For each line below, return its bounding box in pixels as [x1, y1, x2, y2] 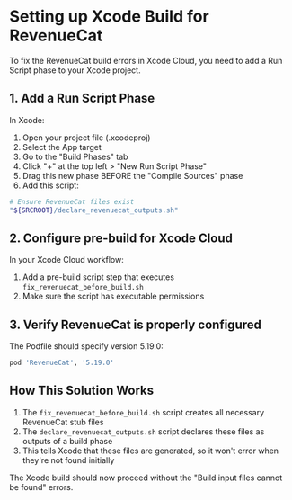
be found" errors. [9, 481, 74, 492]
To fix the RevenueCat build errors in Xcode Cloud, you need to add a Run [9, 55, 283, 66]
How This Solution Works [9, 383, 155, 398]
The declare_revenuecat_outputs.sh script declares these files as [22, 425, 265, 437]
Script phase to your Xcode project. [9, 65, 141, 76]
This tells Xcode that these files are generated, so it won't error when [22, 445, 279, 456]
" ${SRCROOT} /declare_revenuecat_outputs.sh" [9, 205, 179, 215]
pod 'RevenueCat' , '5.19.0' [9, 358, 115, 368]
